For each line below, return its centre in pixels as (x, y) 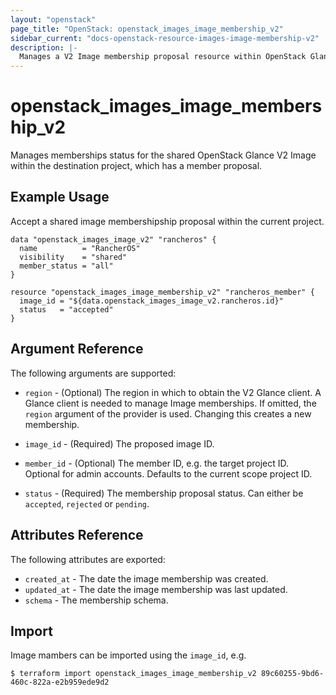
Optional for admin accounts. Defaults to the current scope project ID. (168, 473)
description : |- (44, 47)
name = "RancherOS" (80, 248)
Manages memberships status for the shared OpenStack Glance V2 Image (163, 155)
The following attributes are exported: (88, 559)
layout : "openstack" (53, 19)
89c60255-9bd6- (292, 674)
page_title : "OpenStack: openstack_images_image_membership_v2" (147, 29)
